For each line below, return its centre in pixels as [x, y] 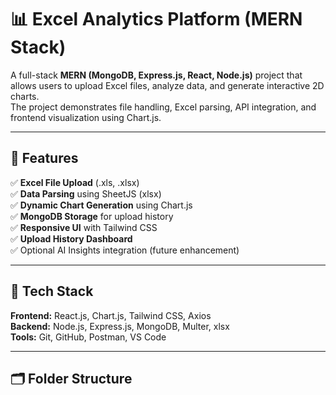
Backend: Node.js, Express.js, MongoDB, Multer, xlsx [120, 326]
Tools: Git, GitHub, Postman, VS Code [88, 337]
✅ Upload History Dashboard [71, 238]
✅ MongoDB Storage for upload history [92, 216]
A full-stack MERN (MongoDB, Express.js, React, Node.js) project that [156, 75]
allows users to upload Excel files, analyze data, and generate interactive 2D [167, 85]
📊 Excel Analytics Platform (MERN [156, 19]
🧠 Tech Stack [52, 291]
